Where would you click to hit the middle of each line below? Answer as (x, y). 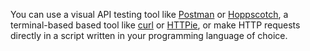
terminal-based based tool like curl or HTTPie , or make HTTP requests (155, 25)
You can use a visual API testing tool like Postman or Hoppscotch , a (149, 14)
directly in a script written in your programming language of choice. (149, 35)
